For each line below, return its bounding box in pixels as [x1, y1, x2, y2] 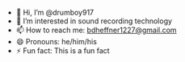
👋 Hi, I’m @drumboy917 [15, 8, 95, 17]
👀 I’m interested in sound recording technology [15, 16, 172, 26]
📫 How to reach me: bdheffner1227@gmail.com [15, 25, 177, 35]
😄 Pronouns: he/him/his [15, 37, 97, 46]
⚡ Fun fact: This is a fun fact [15, 46, 111, 56]
